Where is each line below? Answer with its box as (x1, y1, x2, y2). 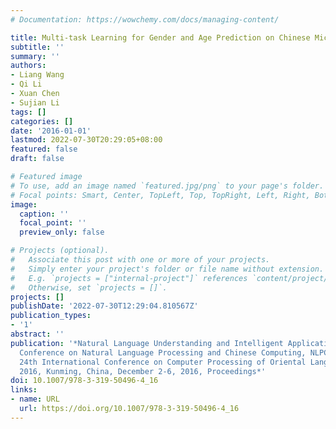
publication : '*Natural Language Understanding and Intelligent (10, 338, 284, 348)
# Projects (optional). (10, 246, 110, 256)
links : (10, 385, 38, 395)
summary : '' (10, 51, 60, 61)
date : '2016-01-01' (10, 126, 92, 136)
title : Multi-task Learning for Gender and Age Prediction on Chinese (10, 32, 311, 43)
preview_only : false (19, 227, 105, 238)
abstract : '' (10, 329, 65, 339)
